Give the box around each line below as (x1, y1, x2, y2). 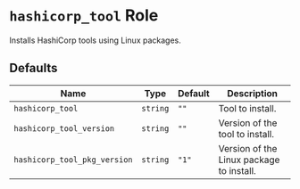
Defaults (9, 61, 58, 76)
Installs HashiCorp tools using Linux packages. (9, 35, 181, 45)
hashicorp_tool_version (13, 123, 115, 134)
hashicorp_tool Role (9, 5, 159, 26)
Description (227, 86, 279, 99)
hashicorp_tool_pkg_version (13, 154, 133, 165)
